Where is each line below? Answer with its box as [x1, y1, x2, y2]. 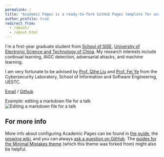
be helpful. [5, 146, 27, 152]
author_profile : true [5, 16, 49, 21]
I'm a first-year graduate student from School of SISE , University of [5, 44, 140, 49]
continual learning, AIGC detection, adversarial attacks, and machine [5, 54, 143, 59]
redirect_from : [5, 21, 36, 26]
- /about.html [9, 30, 38, 35]
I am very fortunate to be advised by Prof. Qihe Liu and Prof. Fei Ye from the [5, 69, 158, 74]
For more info [5, 117, 47, 126]
